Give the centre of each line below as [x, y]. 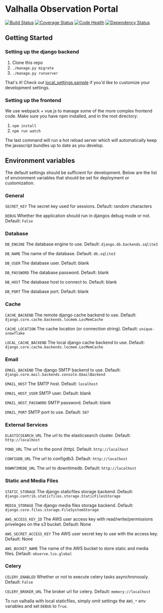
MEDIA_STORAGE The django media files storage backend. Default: [69, 505]
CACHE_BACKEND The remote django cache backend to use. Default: [71, 315]
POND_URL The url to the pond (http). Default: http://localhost [67, 449]
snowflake [15, 333]
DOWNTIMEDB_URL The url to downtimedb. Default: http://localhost [71, 468]
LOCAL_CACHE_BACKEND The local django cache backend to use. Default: [75, 342]
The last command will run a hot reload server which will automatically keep [81, 140]
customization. [20, 183]
